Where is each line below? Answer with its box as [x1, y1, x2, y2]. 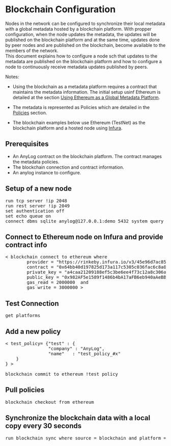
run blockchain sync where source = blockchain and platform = [5, 435, 166, 441]
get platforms [5, 312, 41, 319]
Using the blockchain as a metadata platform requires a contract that [12, 83, 157, 90]
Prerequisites [5, 140, 49, 148]
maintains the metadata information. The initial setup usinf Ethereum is [12, 89, 161, 95]
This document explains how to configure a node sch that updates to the [5, 53, 158, 59]
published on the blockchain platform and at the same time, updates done [5, 37, 160, 43]
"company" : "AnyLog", [48, 346, 105, 351]
